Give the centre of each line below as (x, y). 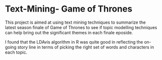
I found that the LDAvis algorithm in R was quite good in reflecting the (74, 42)
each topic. (16, 52)
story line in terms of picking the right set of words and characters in (86, 47)
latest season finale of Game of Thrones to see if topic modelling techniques (81, 27)
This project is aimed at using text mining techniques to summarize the (75, 22)
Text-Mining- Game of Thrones (69, 9)
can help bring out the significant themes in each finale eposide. (69, 32)
